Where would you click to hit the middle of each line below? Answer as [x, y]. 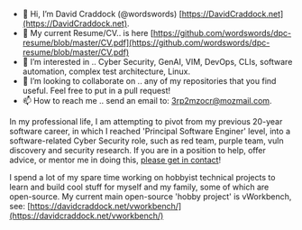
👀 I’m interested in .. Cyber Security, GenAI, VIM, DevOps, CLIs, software [157, 62]
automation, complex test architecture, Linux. [106, 71]
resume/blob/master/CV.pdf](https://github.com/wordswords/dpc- [146, 42]
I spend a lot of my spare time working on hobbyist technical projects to [142, 177]
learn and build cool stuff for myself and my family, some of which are [139, 187]
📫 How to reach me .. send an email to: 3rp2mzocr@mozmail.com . [147, 101]
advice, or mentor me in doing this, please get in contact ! [115, 160]
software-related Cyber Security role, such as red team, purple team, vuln [146, 141]
